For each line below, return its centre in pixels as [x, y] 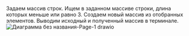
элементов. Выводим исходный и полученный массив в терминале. [92, 21]
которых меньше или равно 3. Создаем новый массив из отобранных [95, 15]
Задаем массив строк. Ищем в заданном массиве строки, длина [89, 8]
